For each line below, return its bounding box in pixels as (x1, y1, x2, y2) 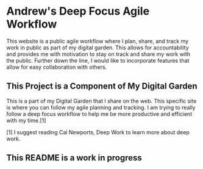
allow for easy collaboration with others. (6, 63, 107, 71)
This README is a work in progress (6, 153, 142, 163)
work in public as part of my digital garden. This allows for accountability (6, 44, 189, 51)
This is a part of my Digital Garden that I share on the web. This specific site (6, 97, 197, 104)
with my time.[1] (6, 117, 46, 124)
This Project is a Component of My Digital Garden (6, 81, 198, 92)
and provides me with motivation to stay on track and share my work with (6, 50, 191, 57)
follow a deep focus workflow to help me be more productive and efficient (6, 110, 193, 117)
